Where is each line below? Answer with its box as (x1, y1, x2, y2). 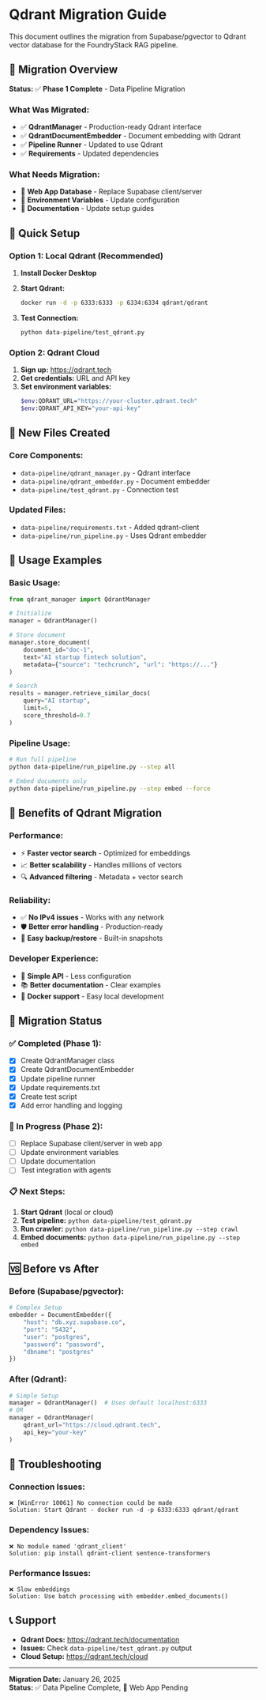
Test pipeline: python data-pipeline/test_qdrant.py (20, 1215, 193, 1225)
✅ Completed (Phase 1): (9, 1038, 102, 1049)
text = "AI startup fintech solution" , (23, 653, 148, 661)
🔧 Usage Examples (9, 554, 103, 567)
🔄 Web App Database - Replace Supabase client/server (20, 187, 203, 197)
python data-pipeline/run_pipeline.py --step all (9, 762, 176, 771)
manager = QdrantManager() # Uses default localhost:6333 (9, 1399, 208, 1407)
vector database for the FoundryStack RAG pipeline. (9, 39, 178, 49)
